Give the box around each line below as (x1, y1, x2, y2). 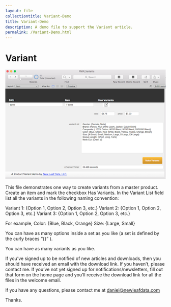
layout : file (5, 8, 33, 13)
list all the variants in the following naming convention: (5, 195, 119, 201)
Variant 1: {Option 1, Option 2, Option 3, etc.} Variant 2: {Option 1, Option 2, (5, 205, 161, 211)
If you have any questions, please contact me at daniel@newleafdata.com (5, 287, 160, 293)
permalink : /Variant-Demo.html (5, 30, 72, 35)
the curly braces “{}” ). (5, 235, 53, 242)
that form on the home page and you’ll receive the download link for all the (5, 271, 162, 278)
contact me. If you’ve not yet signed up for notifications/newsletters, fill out (5, 266, 163, 272)
